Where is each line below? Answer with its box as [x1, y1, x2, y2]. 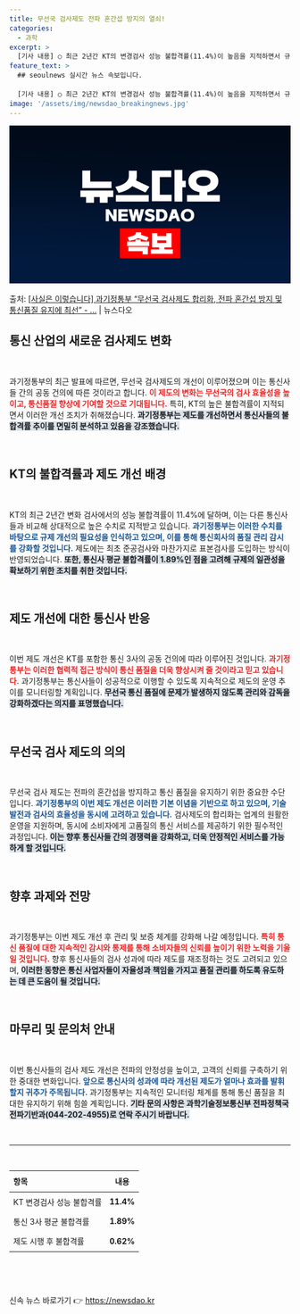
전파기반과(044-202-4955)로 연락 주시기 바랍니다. [9, 1109, 190, 1119]
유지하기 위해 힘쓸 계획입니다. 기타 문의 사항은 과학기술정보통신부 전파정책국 [25, 1098, 289, 1109]
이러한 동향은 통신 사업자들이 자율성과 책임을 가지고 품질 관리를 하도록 [21, 965, 261, 976]
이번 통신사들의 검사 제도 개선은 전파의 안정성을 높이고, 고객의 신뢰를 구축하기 [9, 1064, 279, 1075]
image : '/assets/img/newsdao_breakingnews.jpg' [9, 99, 190, 108]
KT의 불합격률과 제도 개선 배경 [9, 467, 167, 482]
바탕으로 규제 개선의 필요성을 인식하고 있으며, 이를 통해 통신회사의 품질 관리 [9, 531, 268, 542]
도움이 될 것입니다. [36, 976, 101, 986]
